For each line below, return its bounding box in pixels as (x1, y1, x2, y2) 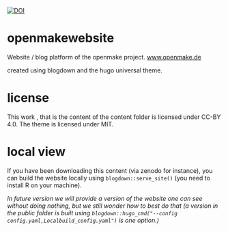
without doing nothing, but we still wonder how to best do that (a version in (7, 202, 218, 210)
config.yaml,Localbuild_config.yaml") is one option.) (7, 216, 159, 224)
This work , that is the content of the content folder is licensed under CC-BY (7, 113, 221, 121)
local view (7, 144, 66, 160)
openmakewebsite (7, 31, 115, 46)
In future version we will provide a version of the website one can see (7, 194, 203, 202)
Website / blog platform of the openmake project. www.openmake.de (7, 53, 201, 61)
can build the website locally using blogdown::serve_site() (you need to (7, 174, 210, 182)
